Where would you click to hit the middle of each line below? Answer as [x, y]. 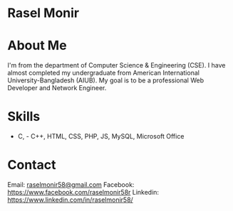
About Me [37, 46]
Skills [24, 117]
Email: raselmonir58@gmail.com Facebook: [71, 185]
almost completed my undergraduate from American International [103, 73]
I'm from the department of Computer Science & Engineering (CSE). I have [116, 65]
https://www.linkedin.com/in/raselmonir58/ [70, 200]
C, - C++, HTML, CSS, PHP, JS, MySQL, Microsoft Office [101, 136]
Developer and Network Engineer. [57, 88]
